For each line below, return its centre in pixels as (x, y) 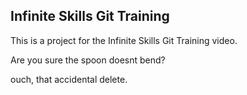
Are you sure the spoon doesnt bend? (88, 60)
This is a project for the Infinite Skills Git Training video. (124, 40)
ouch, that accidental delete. (69, 79)
